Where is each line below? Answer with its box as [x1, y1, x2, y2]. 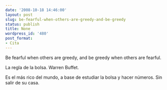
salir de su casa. [5, 79, 40, 85]
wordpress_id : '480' [5, 31, 49, 36]
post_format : [5, 36, 33, 41]
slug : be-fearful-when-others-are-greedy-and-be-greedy [5, 17, 126, 22]
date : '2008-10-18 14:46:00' [5, 7, 67, 13]
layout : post [5, 12, 33, 17]
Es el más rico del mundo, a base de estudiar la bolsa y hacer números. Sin [5, 74, 162, 80]
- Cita [5, 41, 19, 46]
